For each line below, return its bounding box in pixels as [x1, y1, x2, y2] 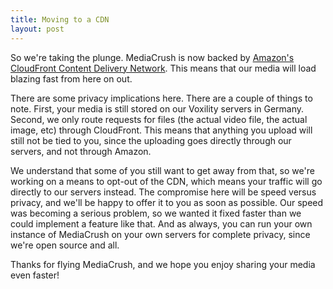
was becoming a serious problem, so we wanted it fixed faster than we [10, 207, 302, 219]
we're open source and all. [10, 239, 120, 251]
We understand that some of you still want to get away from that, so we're [10, 164, 315, 176]
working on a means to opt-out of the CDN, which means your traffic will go [10, 175, 323, 187]
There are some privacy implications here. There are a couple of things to [10, 92, 313, 104]
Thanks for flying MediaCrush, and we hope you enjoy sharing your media [10, 258, 316, 270]
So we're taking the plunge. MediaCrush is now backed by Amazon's [10, 51, 295, 63]
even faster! [10, 269, 60, 281]
